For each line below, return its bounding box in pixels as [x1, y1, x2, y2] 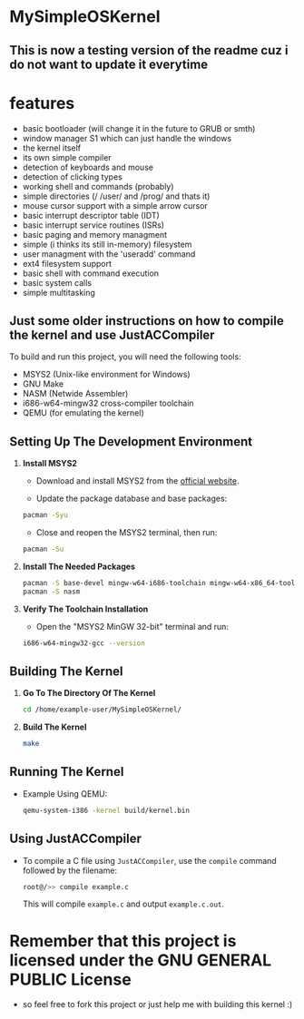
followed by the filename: [22, 865, 118, 876]
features [9, 93, 75, 113]
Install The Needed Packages [22, 561, 136, 572]
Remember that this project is [9, 930, 237, 951]
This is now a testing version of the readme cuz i [9, 43, 289, 58]
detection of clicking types [22, 171, 123, 182]
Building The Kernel [9, 663, 123, 679]
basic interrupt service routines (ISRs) [22, 220, 165, 230]
